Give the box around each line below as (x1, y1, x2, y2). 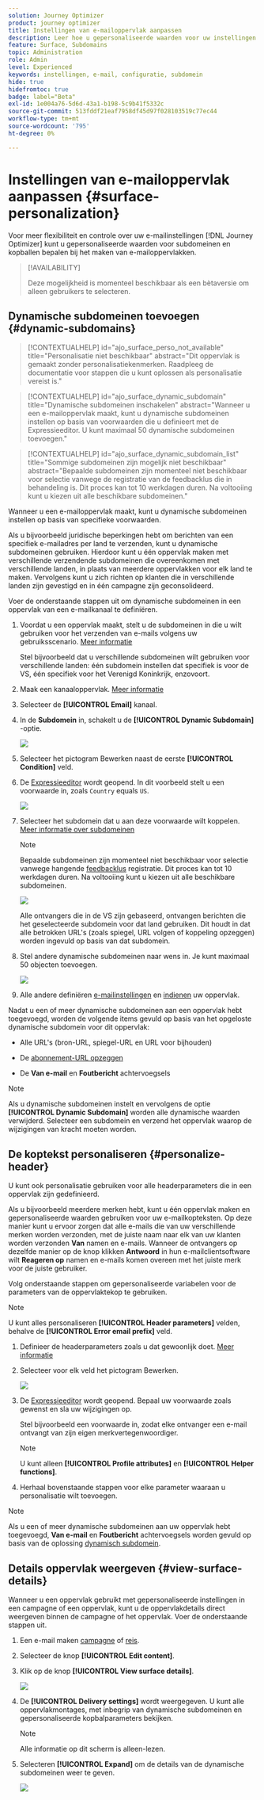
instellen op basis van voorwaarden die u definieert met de (27, 417, 220, 426)
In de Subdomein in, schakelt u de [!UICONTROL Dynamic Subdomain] (19, 715, 255, 725)
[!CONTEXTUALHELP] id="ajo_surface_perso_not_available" (27, 342, 224, 353)
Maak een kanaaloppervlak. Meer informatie (19, 685, 164, 694)
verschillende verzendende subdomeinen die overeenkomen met (8, 556, 220, 565)
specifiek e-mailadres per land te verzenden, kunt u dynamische (8, 539, 218, 548)
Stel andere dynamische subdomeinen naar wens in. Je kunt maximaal (19, 952, 250, 961)
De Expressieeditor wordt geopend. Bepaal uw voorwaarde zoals (19, 1396, 232, 1405)
